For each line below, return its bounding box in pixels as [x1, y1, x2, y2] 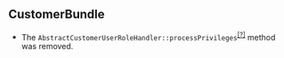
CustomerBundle [8, 7, 105, 22]
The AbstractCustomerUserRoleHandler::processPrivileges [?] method [20, 30, 276, 42]
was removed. [20, 41, 74, 52]
